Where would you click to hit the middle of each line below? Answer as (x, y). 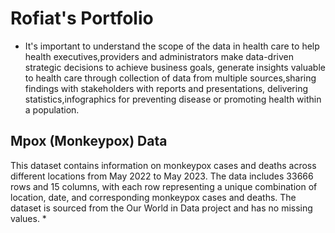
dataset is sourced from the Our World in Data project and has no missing (161, 208)
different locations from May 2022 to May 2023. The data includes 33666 (162, 176)
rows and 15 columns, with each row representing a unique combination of (164, 186)
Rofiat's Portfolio (82, 18)
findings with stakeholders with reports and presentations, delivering (166, 88)
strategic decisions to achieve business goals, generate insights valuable (175, 67)
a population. (52, 109)
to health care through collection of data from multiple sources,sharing (170, 78)
